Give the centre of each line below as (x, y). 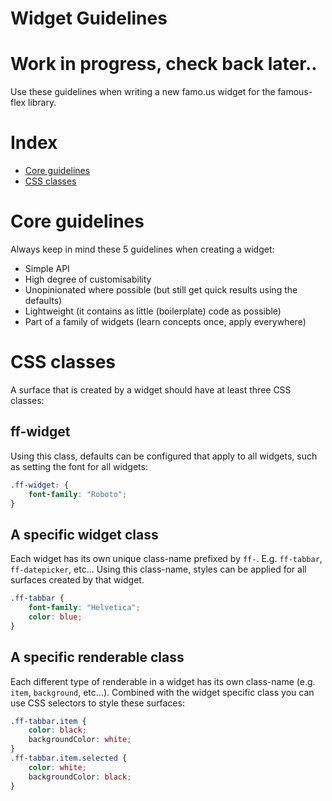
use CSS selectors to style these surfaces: (97, 703)
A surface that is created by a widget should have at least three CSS (151, 389)
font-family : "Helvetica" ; (84, 608)
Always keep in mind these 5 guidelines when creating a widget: (142, 249)
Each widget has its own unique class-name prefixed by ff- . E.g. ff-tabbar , (166, 559)
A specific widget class (84, 534)
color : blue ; (55, 617)
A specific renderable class (97, 657)
